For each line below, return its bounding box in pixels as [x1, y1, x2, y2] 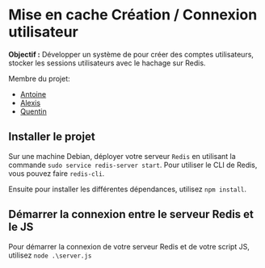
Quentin [19, 107, 47, 116]
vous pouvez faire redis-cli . [8, 168, 105, 178]
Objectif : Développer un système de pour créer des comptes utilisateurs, [8, 49, 254, 59]
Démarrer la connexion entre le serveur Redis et [8, 207, 254, 221]
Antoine [19, 89, 47, 98]
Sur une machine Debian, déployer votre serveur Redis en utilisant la [8, 151, 236, 161]
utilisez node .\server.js [8, 250, 92, 260]
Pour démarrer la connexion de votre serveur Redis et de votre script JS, [8, 241, 250, 251]
